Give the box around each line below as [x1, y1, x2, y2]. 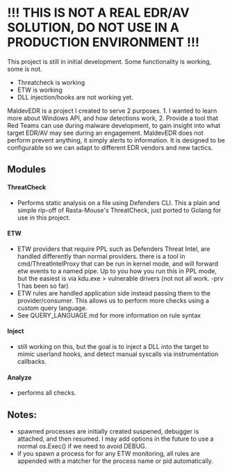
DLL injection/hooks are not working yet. [17, 92, 134, 101]
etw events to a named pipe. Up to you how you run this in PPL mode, [17, 266, 217, 275]
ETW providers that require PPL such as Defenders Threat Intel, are [17, 245, 210, 253]
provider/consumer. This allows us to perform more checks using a [17, 296, 210, 304]
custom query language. [17, 304, 88, 312]
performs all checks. [17, 389, 76, 397]
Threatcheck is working [17, 78, 85, 86]
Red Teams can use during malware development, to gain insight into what [7, 121, 221, 129]
